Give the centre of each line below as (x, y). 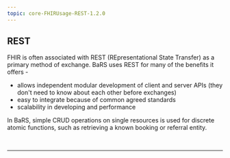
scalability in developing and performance (76, 107)
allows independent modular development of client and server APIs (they (120, 85)
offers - (18, 72)
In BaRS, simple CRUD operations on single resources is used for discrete (111, 120)
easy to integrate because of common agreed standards (96, 100)
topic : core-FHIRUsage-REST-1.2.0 (56, 13)
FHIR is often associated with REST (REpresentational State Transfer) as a (111, 57)
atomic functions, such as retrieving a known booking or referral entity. (107, 128)
